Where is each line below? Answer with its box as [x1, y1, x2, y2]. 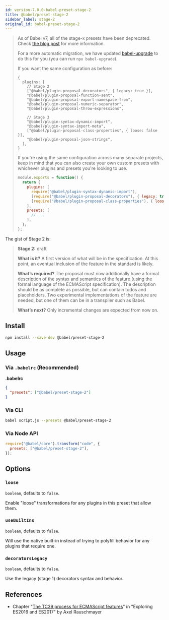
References [5, 590, 42, 599]
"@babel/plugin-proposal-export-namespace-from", [27, 97, 133, 102]
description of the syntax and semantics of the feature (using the [17, 276, 152, 282]
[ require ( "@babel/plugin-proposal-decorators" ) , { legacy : [31, 194, 157, 199]
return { [22, 180, 41, 185]
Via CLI [5, 406, 23, 413]
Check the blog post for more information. [17, 41, 105, 47]
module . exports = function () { [17, 175, 83, 180]
